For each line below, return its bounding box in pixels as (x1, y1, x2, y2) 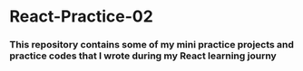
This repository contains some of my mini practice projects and (9, 39, 295, 51)
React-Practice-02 (9, 6, 154, 27)
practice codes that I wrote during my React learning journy (9, 49, 277, 62)
